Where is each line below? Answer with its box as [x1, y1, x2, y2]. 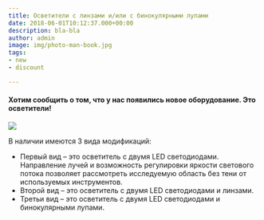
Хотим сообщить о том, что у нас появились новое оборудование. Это [8, 95, 257, 104]
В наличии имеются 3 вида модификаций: [8, 136, 152, 146]
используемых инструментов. [19, 177, 123, 187]
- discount [8, 64, 45, 72]
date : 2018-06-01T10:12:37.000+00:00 [8, 19, 134, 27]
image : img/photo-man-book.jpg [8, 41, 112, 49]
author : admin [8, 33, 56, 42]
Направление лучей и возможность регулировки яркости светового [19, 160, 254, 170]
